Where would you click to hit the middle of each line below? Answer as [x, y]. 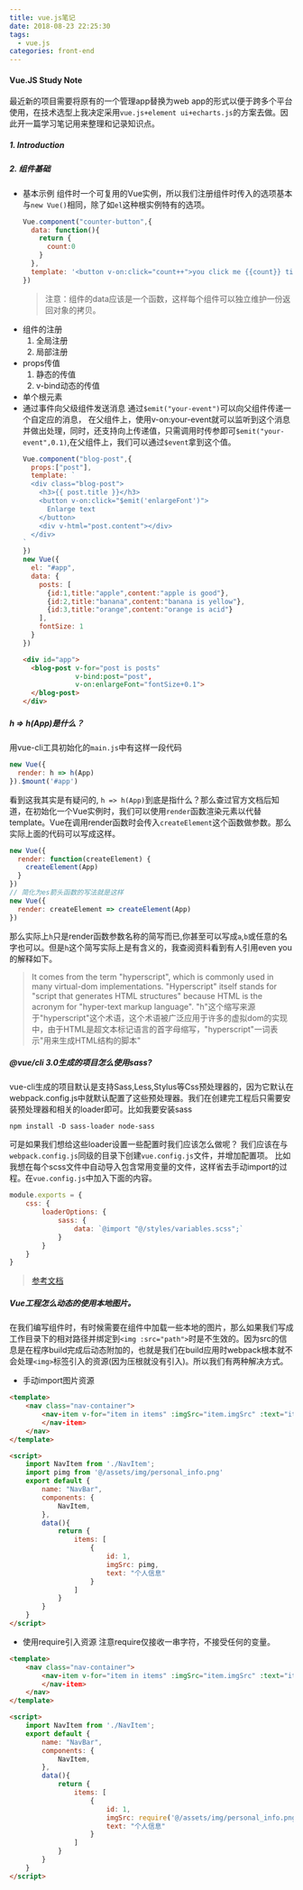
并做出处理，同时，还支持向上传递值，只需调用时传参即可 [129, 430]
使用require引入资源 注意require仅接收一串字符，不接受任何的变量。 [149, 1641]
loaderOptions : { [74, 1212]
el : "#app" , [53, 568]
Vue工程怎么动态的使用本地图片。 [73, 1303]
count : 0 [61, 247]
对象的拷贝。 [77, 310]
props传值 [41, 362]
